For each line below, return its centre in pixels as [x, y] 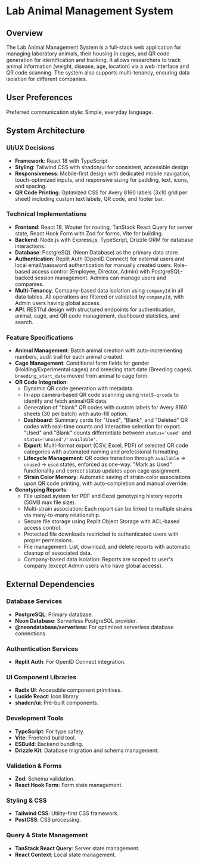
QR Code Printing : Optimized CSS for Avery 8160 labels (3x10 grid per [101, 192]
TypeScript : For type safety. [49, 731]
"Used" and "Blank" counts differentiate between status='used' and [108, 433]
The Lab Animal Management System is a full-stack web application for [94, 47]
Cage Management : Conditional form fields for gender [82, 363]
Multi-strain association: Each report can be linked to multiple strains [108, 509]
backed [24, 278]
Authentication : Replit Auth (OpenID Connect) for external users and [99, 259]
